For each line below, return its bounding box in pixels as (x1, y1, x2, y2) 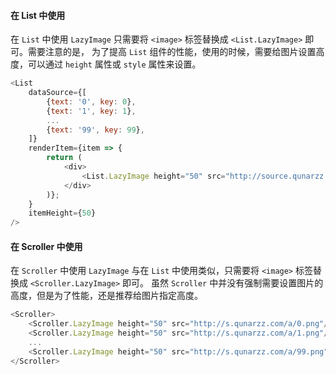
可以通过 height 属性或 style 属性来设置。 (27, 58, 202, 70)
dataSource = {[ (28, 88, 87, 98)
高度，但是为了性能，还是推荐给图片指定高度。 (10, 290, 203, 302)
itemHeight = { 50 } (28, 208, 97, 219)
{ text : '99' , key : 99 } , (46, 125, 145, 135)
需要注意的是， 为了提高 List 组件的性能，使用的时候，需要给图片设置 (27, 46, 317, 58)
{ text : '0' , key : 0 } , (46, 96, 137, 107)
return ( (46, 153, 83, 163)
